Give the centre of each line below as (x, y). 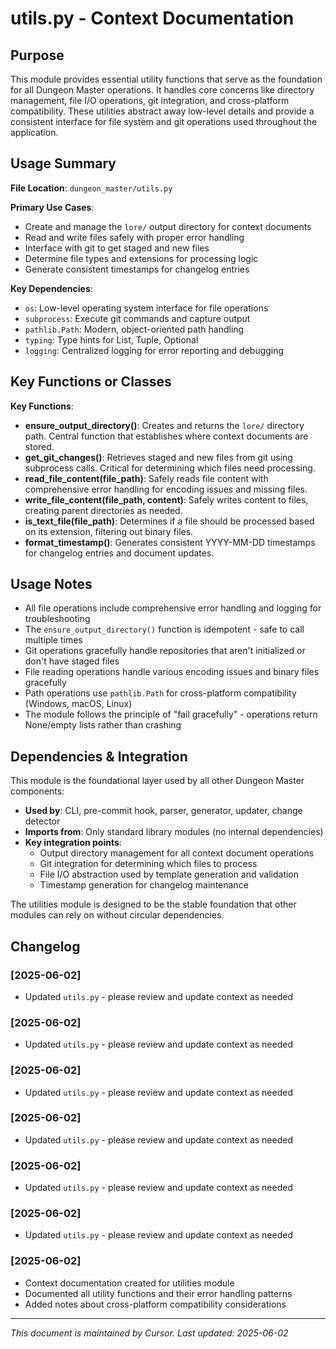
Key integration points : (73, 843)
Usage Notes (51, 584)
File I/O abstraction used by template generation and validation (169, 874)
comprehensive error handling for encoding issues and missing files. (166, 489)
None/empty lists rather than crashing (103, 725)
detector (42, 821)
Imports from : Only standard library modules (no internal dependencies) (174, 832)
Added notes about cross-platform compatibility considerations (155, 1304)
